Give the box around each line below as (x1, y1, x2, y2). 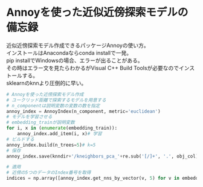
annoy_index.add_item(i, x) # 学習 (17, 131, 102, 137)
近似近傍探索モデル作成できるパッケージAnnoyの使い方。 (6, 42, 149, 49)
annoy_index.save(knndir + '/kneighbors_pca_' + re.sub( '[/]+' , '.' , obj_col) (6, 153, 199, 159)
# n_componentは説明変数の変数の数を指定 (6, 103, 100, 109)
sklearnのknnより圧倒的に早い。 (6, 79, 87, 86)
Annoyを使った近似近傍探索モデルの (6, 5, 188, 19)
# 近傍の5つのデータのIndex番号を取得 (6, 170, 91, 176)
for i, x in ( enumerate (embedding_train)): (6, 125, 118, 132)
